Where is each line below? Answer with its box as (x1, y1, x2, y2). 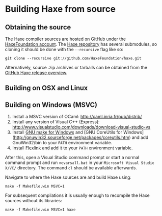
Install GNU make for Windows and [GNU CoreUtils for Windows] (12, 129, 144, 135)
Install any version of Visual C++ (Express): (12, 119, 100, 125)
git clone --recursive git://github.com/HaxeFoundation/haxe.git (5, 56, 141, 61)
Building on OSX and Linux (5, 84, 88, 92)
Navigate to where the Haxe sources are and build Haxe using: (5, 174, 132, 180)
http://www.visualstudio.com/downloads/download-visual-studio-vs (12, 124, 151, 130)
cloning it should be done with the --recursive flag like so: (5, 47, 124, 52)
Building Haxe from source (5, 3, 116, 15)
